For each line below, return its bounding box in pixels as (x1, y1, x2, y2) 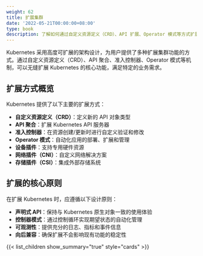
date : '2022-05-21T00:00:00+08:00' (6, 20, 96, 26)
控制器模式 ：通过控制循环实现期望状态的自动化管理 (14, 215, 143, 223)
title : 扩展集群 (6, 15, 43, 21)
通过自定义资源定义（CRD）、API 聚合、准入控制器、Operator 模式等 (16, 56, 186, 64)
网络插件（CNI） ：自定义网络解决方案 (14, 151, 107, 158)
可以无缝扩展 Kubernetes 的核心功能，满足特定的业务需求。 (16, 64, 165, 71)
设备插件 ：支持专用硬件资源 (14, 143, 85, 151)
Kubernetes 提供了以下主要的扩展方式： (6, 100, 106, 108)
